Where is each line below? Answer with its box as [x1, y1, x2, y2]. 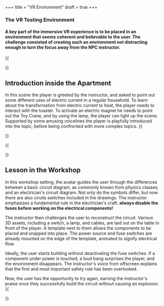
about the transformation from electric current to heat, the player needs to [5, 102, 155, 108]
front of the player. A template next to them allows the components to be [5, 225, 152, 231]
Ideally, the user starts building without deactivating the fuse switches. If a [5, 250, 155, 256]
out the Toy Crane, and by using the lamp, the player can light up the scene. [5, 112, 158, 118]
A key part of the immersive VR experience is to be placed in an [5, 28, 137, 34]
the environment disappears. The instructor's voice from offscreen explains [5, 260, 158, 267]
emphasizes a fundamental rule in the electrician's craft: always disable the [5, 200, 158, 206]
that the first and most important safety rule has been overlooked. [5, 266, 138, 272]
